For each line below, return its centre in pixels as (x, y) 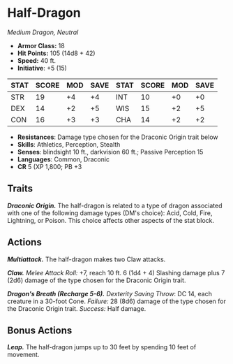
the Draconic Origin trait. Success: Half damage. (77, 308)
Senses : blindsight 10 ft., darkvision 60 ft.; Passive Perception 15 (110, 152)
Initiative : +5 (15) (42, 68)
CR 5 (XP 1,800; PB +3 (50, 166)
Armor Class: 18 (41, 45)
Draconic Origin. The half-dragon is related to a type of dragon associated (115, 205)
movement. (23, 355)
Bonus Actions (40, 330)
